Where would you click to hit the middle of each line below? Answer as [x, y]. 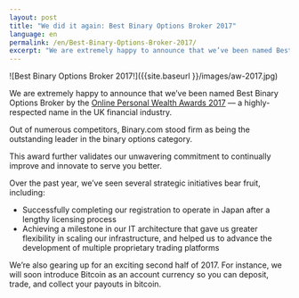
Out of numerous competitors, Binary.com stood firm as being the [130, 129]
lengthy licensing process [69, 219]
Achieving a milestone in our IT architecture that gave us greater [140, 229]
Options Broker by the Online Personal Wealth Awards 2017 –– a [126, 103]
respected [28, 112]
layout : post [33, 17]
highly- [257, 103]
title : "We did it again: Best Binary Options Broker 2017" [123, 26]
